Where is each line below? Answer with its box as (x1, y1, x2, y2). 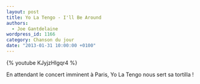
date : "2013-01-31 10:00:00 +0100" (6, 43, 96, 49)
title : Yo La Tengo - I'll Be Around (6, 15, 102, 21)
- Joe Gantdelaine (12, 25, 59, 32)
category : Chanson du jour (6, 37, 75, 43)
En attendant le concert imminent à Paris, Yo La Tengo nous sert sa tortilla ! (6, 71, 194, 78)
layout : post (6, 8, 39, 15)
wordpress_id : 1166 (6, 31, 56, 37)
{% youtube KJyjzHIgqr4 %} (6, 59, 78, 66)
